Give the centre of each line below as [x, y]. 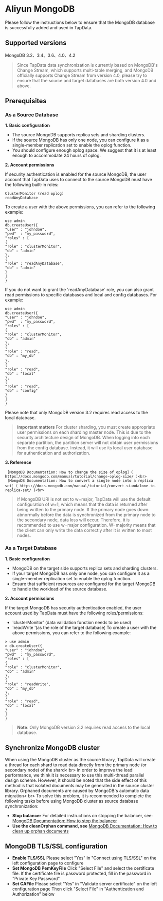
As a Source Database [32, 115]
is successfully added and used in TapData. [49, 27]
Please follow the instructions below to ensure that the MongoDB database [80, 22]
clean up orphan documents [40, 831]
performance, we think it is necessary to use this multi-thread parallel [75, 775]
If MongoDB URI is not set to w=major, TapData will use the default [84, 499]
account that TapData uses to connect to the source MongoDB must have [79, 180]
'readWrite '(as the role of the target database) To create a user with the [84, 627]
